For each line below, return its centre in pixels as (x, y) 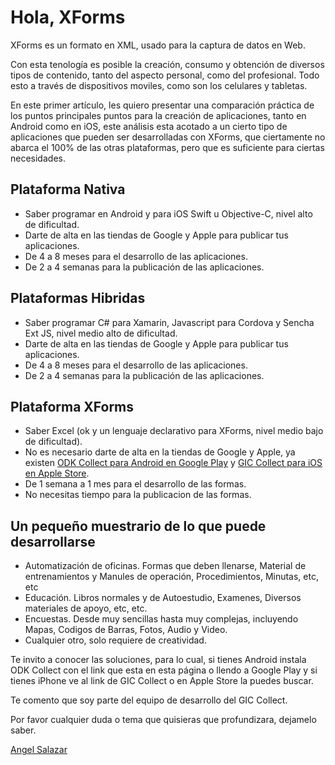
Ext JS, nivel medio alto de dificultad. (101, 333)
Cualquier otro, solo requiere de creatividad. (115, 640)
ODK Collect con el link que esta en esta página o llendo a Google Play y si (164, 670)
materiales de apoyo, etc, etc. (86, 608)
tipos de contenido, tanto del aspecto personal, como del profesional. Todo (165, 75)
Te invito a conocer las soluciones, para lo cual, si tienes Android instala (158, 660)
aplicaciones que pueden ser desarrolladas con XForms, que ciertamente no (168, 137)
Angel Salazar (39, 750)
